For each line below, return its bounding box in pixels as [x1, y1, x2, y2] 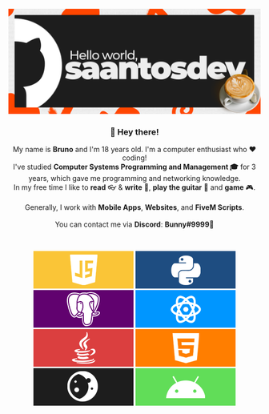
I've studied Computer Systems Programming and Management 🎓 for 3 [13, 162, 256, 171]
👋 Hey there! [110, 126, 159, 137]
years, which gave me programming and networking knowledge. [28, 173, 241, 183]
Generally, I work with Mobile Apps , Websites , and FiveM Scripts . [25, 202, 244, 212]
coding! [122, 153, 147, 163]
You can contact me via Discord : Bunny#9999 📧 [54, 219, 215, 229]
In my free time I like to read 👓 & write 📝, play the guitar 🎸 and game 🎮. [13, 182, 256, 192]
